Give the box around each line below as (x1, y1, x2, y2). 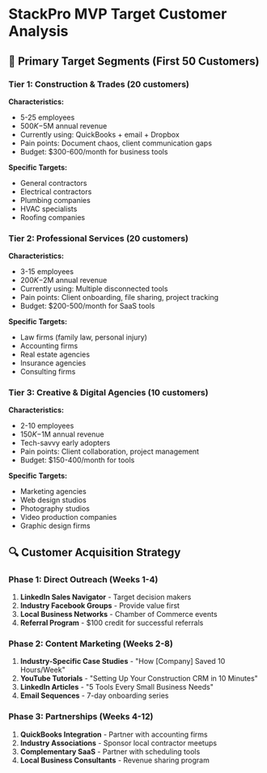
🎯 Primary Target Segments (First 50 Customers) (8, 54, 260, 68)
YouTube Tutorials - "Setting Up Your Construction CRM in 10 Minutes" (19, 674, 259, 683)
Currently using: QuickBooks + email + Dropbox (19, 129, 180, 139)
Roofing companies (19, 212, 86, 222)
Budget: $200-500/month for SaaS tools (19, 301, 155, 311)
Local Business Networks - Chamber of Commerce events (19, 610, 218, 619)
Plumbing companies (19, 195, 91, 205)
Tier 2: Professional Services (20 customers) (8, 232, 189, 243)
